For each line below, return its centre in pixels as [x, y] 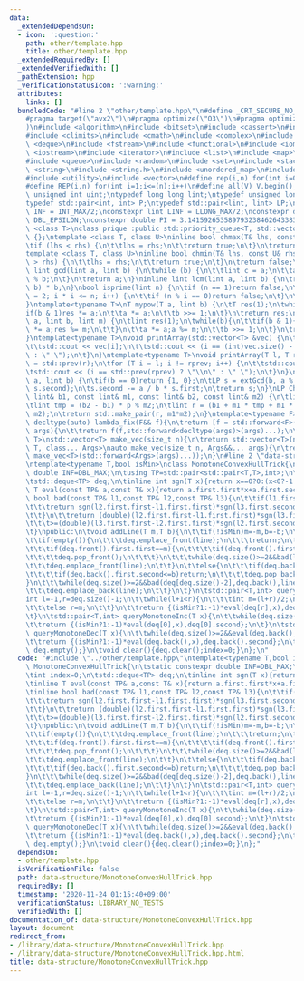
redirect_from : [38, 937]
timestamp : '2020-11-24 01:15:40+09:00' [95, 894]
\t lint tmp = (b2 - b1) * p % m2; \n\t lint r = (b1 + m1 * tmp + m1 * [160, 406]
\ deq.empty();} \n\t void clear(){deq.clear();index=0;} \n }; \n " [147, 650]
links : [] [44, 102]
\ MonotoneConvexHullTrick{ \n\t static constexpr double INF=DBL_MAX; [160, 667]
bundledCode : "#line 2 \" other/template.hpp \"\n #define [125, 111]
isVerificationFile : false [68, 869]
